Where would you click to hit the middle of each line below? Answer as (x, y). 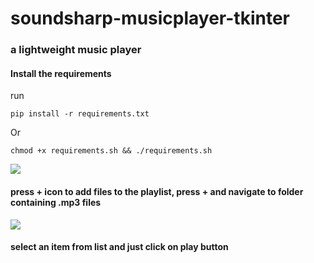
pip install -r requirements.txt (80, 114)
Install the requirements (61, 73)
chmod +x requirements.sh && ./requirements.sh (111, 151)
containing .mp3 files (56, 202)
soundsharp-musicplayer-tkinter (150, 18)
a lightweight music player (76, 50)
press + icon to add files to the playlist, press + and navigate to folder (157, 191)
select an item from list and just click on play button (119, 247)
